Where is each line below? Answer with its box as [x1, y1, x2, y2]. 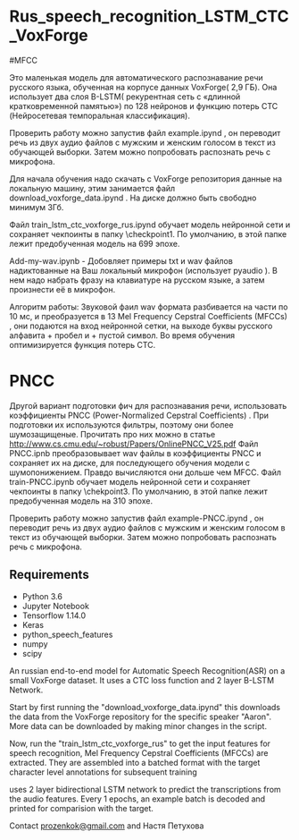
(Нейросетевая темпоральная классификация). [9, 110, 190, 121]
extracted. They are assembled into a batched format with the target [9, 757, 261, 768]
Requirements [9, 567, 89, 582]
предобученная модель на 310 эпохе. [9, 495, 154, 506]
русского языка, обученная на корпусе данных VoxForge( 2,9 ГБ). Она [9, 81, 278, 92]
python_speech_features [21, 629, 113, 640]
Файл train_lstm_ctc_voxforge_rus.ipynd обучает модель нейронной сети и [9, 219, 291, 230]
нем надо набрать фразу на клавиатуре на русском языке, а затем [9, 275, 265, 285]
